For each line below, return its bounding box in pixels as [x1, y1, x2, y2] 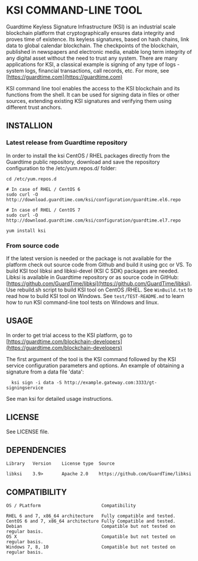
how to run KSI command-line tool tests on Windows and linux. [6, 299, 160, 306]
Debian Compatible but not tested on [6, 524, 176, 530]
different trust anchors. [6, 103, 63, 111]
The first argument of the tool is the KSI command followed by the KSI [6, 355, 176, 362]
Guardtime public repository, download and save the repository [6, 158, 160, 166]
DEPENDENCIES [6, 445, 67, 455]
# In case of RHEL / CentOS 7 [6, 207, 81, 213]
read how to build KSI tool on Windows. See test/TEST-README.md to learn [6, 292, 184, 299]
